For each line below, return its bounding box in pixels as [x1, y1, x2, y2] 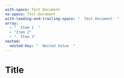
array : [5, 20, 19, 26]
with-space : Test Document [5, 7, 60, 12]
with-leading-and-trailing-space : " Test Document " [5, 16, 120, 21]
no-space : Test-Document [5, 12, 56, 17]
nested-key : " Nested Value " [9, 43, 76, 48]
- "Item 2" [9, 30, 32, 35]
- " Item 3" [9, 35, 36, 39]
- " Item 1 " [9, 25, 41, 30]
